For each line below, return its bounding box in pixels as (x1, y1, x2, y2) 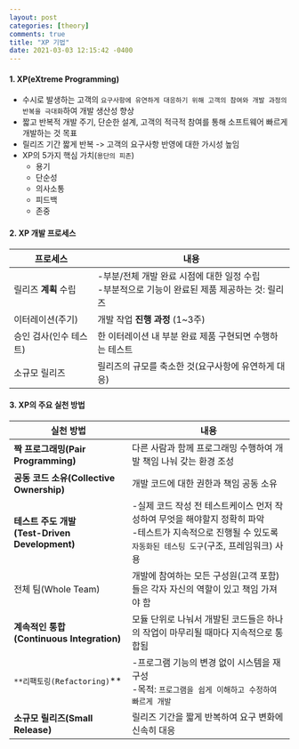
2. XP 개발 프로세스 (9, 228, 77, 238)
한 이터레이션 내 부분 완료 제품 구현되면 (97, 330, 252, 342)
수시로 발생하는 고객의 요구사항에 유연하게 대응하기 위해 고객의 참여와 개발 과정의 (21, 94, 287, 105)
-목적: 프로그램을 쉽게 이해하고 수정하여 (132, 682, 278, 695)
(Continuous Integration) (13, 632, 122, 645)
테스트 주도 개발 (13, 515, 77, 528)
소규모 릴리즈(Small (13, 712, 93, 724)
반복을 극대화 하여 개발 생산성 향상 (21, 106, 135, 117)
